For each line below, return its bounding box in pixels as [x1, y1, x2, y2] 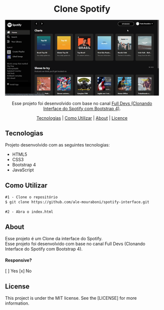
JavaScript [12, 167, 34, 173]
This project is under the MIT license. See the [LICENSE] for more [5, 295, 137, 301]
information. [5, 300, 30, 306]
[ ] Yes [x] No [5, 268, 32, 274]
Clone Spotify [53, 3, 111, 15]
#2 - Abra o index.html [5, 209, 54, 214]
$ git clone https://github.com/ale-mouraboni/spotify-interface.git [5, 200, 150, 205]
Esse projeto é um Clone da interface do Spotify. [5, 235, 102, 241]
